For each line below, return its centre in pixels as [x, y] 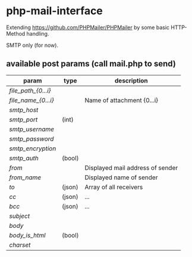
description [131, 80]
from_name [25, 177]
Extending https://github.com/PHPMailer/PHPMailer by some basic [88, 27]
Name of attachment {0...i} [122, 100]
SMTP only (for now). [32, 45]
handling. [38, 33]
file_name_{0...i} [32, 100]
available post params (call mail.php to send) [91, 64]
